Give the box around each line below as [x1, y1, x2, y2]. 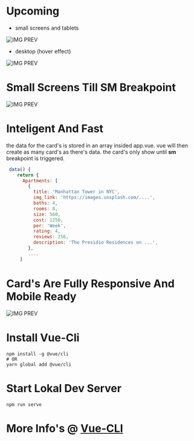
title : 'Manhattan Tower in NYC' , [33, 189, 120, 195]
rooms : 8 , [33, 206, 59, 212]
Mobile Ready [6, 289, 77, 303]
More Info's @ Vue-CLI [6, 422, 123, 435]
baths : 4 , [33, 200, 59, 206]
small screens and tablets [15, 24, 79, 31]
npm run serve [6, 401, 42, 408]
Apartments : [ [22, 177, 59, 184]
